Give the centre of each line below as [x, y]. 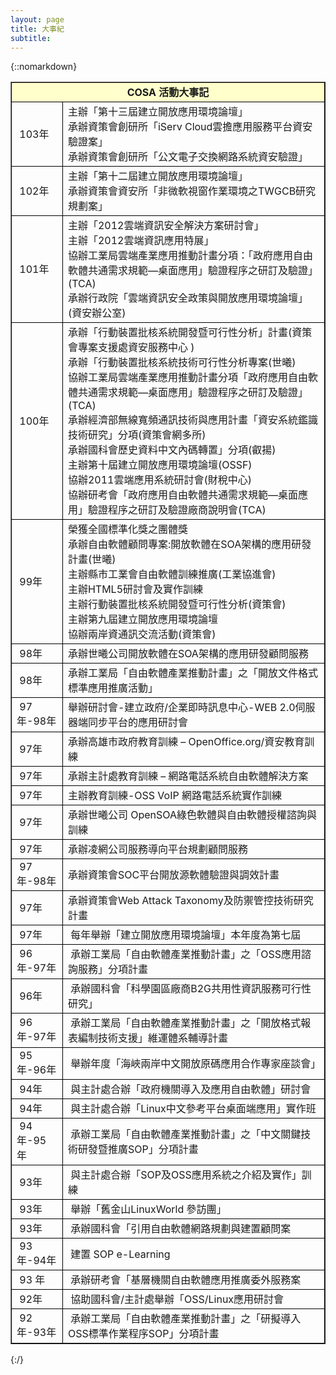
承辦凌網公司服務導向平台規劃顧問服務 [157, 849]
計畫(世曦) [92, 559]
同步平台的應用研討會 [137, 723]
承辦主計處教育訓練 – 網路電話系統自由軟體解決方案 [188, 776]
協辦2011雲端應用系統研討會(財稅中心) [159, 480]
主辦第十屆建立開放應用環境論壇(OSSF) [160, 465]
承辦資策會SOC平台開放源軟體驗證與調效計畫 [173, 875]
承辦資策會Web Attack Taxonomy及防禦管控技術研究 [190, 901]
